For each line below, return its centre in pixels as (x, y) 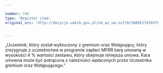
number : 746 (17, 14)
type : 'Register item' (28, 18)
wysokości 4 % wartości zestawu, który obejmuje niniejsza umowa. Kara (78, 55)
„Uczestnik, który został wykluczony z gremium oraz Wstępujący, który (76, 45)
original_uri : (19, 23)
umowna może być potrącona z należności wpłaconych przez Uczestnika (78, 60)
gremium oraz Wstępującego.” (35, 65)
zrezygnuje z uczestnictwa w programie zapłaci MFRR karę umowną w (76, 50)
